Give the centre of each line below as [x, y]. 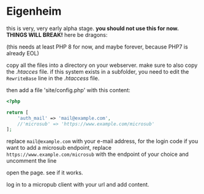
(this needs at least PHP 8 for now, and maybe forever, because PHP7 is [97, 47]
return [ [17, 112]
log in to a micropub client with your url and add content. [78, 185]
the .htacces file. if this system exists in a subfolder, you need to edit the [98, 71]
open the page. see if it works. [45, 173]
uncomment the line [32, 161]
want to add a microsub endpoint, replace [59, 148]
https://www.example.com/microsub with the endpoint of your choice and [97, 154]
